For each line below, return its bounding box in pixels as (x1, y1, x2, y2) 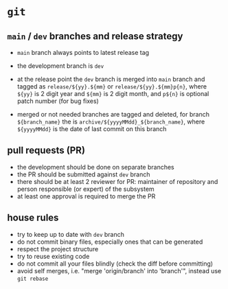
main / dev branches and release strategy (7, 30, 183, 42)
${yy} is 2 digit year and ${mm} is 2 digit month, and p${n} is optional (16, 90, 209, 97)
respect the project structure (16, 244, 99, 253)
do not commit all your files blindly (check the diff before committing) (16, 259, 214, 268)
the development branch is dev (16, 62, 104, 70)
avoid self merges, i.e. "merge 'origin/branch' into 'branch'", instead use (16, 266, 222, 275)
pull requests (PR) (7, 145, 86, 157)
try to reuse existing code (16, 252, 90, 260)
